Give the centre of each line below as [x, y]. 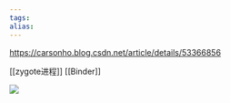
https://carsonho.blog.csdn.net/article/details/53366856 [115, 52]
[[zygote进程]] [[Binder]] [55, 71]
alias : [22, 26]
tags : [20, 18]
